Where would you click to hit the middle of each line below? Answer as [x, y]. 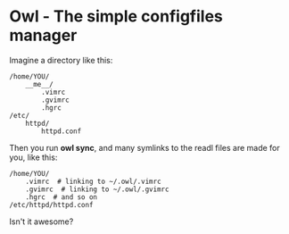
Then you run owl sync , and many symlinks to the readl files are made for [145, 147]
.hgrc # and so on [62, 197]
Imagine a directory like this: [61, 60]
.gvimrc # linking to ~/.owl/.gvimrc [97, 189]
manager [43, 35]
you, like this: [33, 157]
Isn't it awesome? [41, 221]
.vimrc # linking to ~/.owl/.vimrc [94, 181]
